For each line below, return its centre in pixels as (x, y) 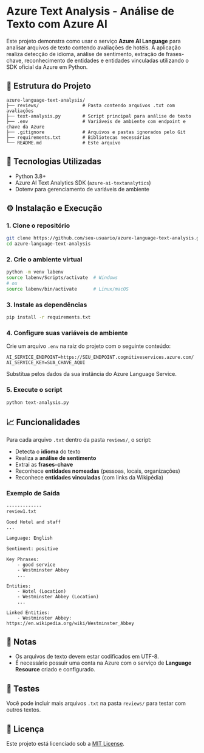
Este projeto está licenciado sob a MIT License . (65, 743)
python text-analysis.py (38, 402)
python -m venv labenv (35, 272)
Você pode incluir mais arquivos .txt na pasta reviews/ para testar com (96, 703)
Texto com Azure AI (57, 24)
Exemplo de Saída (33, 493)
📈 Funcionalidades (43, 422)
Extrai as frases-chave (44, 465)
